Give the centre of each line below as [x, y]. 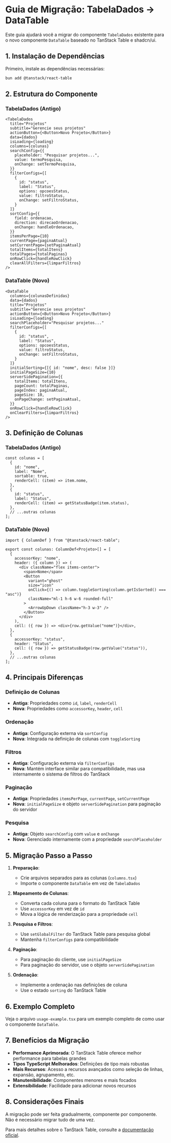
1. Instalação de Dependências [55, 56]
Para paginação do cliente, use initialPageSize [71, 960]
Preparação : [26, 868]
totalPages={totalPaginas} [39, 254]
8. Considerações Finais [45, 1102]
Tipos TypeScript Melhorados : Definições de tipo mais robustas [81, 1064]
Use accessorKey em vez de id [52, 909]
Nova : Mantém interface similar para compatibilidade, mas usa [79, 768]
